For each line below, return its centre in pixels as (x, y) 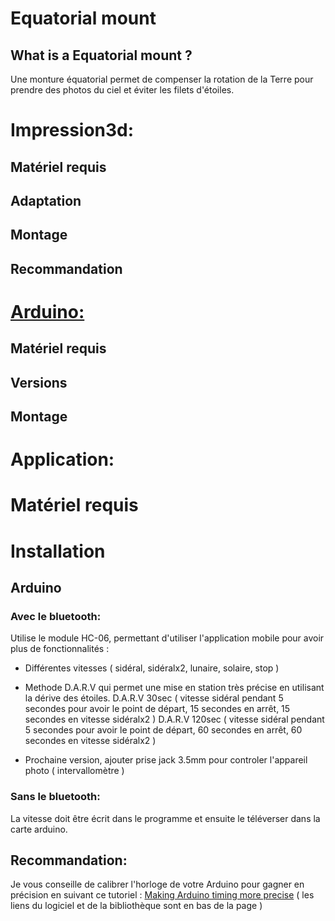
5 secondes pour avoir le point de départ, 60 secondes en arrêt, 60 (163, 730)
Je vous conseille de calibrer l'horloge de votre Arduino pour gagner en (157, 884)
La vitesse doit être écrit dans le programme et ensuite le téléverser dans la (165, 818)
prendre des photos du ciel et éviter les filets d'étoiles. (122, 90)
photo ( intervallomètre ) (74, 771)
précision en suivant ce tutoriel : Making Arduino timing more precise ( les (162, 895)
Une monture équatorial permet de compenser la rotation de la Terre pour (162, 79)
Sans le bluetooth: (55, 797)
